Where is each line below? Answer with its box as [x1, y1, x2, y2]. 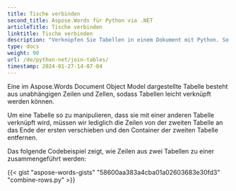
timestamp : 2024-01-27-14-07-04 [7, 63, 102, 70]
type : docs [7, 43, 40, 50]
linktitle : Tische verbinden [7, 30, 93, 37]
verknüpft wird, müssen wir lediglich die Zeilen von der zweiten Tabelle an [7, 118, 223, 127]
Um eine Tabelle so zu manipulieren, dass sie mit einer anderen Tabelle [7, 111, 214, 119]
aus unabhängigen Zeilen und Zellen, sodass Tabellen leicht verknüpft [7, 90, 211, 98]
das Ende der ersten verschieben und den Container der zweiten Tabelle [7, 125, 219, 134]
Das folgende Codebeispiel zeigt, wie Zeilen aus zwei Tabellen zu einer [7, 147, 215, 155]
